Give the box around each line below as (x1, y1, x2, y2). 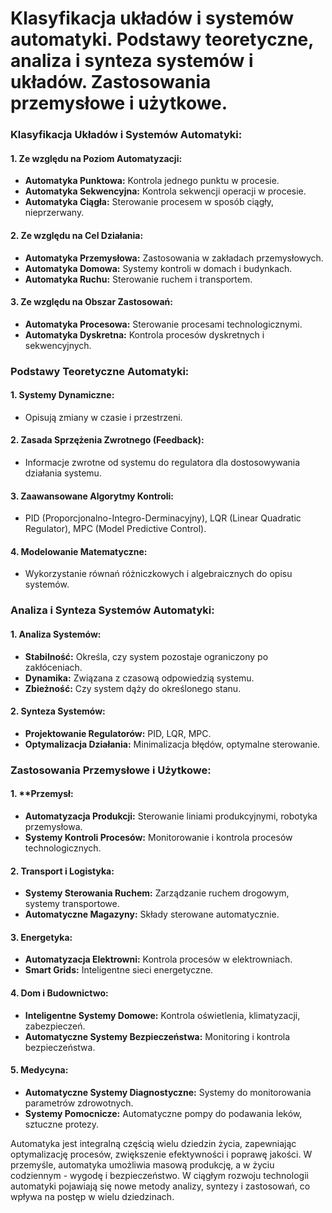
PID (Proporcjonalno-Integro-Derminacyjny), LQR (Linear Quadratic (24, 512, 302, 524)
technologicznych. (24, 842, 102, 854)
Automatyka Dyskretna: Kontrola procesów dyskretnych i (24, 328, 265, 341)
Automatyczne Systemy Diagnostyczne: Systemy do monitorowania (24, 1086, 312, 1098)
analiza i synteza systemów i (10, 50, 254, 72)
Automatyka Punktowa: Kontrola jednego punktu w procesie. (24, 175, 280, 187)
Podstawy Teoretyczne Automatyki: (10, 364, 190, 378)
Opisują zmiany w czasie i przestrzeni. (24, 411, 183, 423)
